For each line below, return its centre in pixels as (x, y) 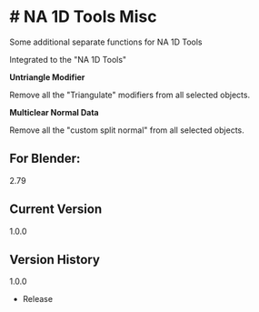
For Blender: (45, 159)
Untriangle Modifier (47, 77)
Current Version (56, 210)
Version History (55, 260)
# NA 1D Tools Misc (83, 17)
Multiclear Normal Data (54, 112)
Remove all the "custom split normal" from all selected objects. (127, 130)
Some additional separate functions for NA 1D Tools (106, 42)
